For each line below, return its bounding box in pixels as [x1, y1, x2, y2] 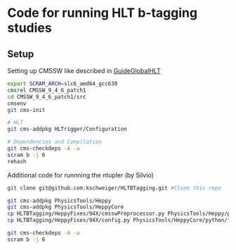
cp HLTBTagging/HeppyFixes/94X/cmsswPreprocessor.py [7, 210, 165, 218]
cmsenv [7, 100, 27, 107]
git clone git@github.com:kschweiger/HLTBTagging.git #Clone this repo [7, 185, 221, 192]
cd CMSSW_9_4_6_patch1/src [7, 93, 86, 100]
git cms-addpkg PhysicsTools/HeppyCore [7, 204, 124, 211]
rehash [7, 158, 27, 165]
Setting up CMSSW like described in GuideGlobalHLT [7, 67, 161, 75]
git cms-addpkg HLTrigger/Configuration [7, 125, 128, 133]
